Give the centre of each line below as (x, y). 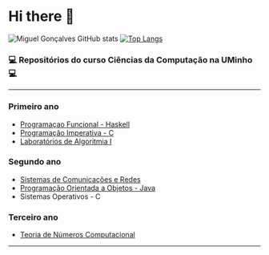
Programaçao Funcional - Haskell (75, 124)
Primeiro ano (34, 107)
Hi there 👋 (41, 16)
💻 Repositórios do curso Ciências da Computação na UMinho (130, 59)
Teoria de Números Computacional (78, 235)
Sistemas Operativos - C (60, 196)
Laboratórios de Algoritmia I (66, 141)
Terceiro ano (33, 217)
